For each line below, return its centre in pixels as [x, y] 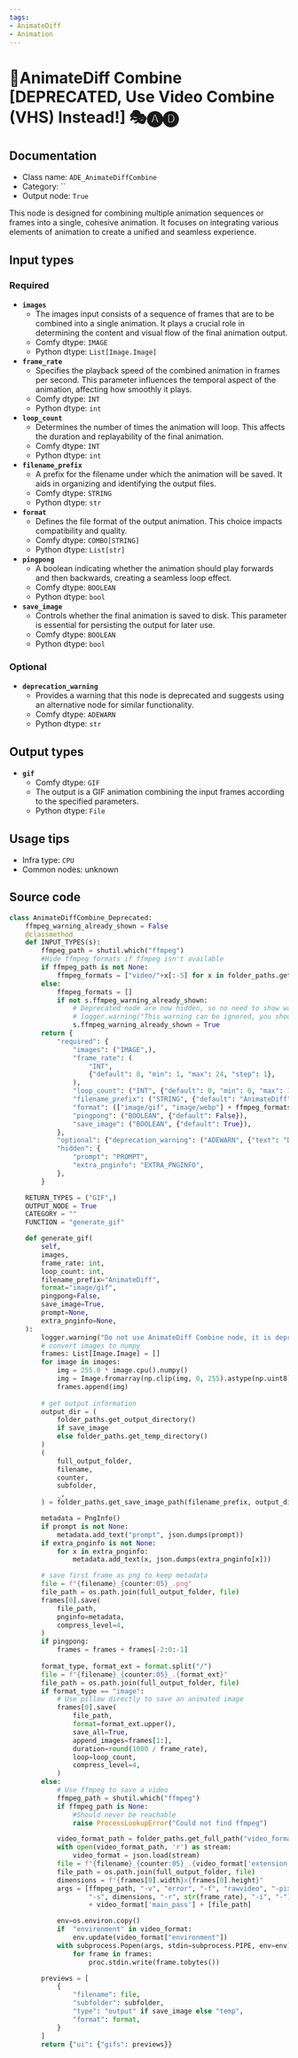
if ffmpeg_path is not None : [95, 968]
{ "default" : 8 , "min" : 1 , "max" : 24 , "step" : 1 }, [182, 1074]
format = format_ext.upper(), [124, 1724]
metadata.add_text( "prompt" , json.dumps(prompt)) [150, 1535]
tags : [19, 17]
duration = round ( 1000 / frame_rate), [140, 1748]
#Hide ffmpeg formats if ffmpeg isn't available [133, 959]
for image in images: [81, 1363]
